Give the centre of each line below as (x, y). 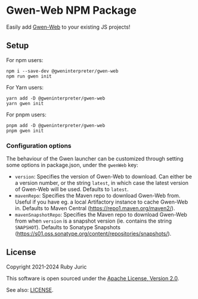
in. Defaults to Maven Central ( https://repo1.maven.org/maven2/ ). (95, 208)
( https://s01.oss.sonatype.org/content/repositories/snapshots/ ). (93, 234)
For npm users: (25, 60)
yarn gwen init (25, 103)
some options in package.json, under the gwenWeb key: (72, 165)
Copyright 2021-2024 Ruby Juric (47, 267)
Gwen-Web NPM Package (72, 10)
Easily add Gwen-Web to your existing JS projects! (68, 27)
